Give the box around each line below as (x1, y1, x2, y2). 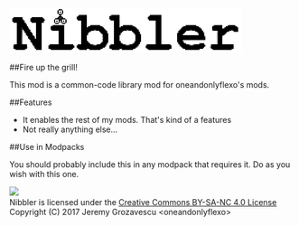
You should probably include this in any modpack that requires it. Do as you (9, 159, 291, 170)
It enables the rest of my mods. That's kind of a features (22, 115, 232, 125)
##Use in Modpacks (9, 142, 85, 152)
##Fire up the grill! (9, 62, 79, 72)
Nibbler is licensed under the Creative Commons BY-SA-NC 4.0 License (9, 197, 277, 207)
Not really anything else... (22, 124, 118, 135)
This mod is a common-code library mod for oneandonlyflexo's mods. (9, 80, 270, 89)
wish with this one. (9, 169, 79, 179)
